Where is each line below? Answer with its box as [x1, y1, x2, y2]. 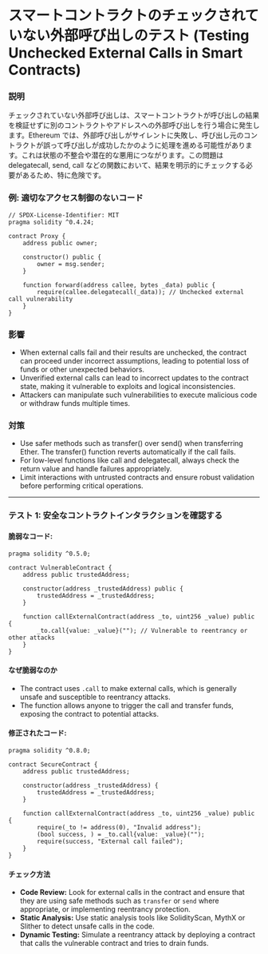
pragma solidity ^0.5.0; [8, 550, 91, 558]
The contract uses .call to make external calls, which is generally [19, 683, 237, 693]
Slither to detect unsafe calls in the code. [19, 921, 155, 931]
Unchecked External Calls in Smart [8, 44, 243, 62]
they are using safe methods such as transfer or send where [19, 896, 219, 906]
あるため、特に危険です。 [22, 170, 106, 180]
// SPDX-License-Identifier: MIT [8, 211, 120, 219]
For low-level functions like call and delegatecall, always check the [19, 455, 239, 465]
